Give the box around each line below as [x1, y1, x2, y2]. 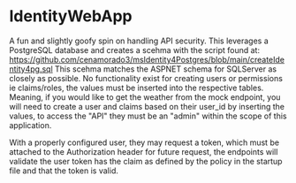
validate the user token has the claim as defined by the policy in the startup [9, 156, 283, 166]
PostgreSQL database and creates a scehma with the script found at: [9, 44, 261, 55]
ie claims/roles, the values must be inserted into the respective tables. [9, 82, 264, 93]
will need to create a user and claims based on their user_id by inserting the [9, 101, 285, 111]
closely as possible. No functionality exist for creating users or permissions [9, 72, 283, 83]
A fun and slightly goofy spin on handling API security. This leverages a [9, 35, 269, 46]
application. [9, 119, 52, 130]
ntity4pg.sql [9, 64, 53, 74]
